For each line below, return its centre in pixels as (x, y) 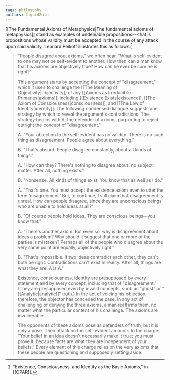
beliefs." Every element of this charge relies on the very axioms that (88, 347)
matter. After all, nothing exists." (51, 171)
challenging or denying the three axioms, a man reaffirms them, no (87, 305)
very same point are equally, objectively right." (66, 248)
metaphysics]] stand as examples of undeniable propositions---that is (78, 34)
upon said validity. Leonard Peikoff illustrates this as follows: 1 (69, 46)
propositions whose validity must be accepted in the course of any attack (82, 40)
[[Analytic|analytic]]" (39, 294)
